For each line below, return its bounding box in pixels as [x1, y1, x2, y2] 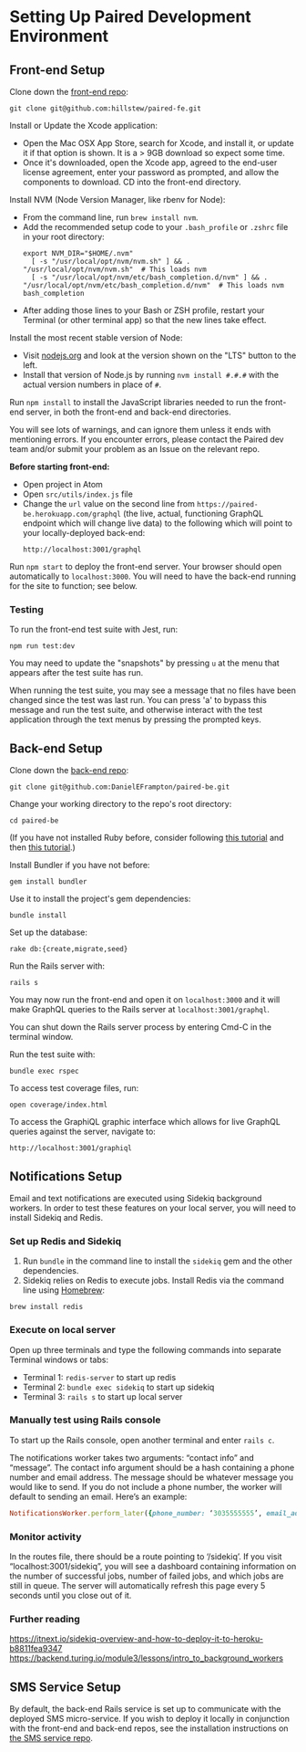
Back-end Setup [9, 740, 103, 756]
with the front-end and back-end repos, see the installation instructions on [9, 1723, 289, 1734]
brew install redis [9, 1303, 84, 1312]
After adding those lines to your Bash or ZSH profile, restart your [22, 305, 265, 316]
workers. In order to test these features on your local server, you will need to [9, 1202, 296, 1213]
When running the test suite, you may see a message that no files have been [9, 685, 297, 696]
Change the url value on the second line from [22, 498, 196, 509]
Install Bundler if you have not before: [9, 860, 150, 871]
